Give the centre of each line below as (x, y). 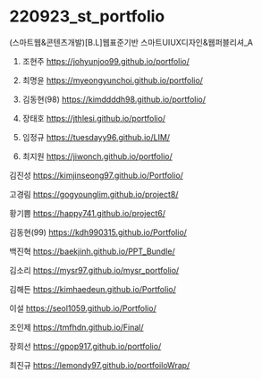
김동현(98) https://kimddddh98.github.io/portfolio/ (114, 99)
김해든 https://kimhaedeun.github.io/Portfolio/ (93, 289)
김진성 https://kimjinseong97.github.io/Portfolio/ (96, 175)
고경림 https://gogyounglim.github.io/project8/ (94, 194)
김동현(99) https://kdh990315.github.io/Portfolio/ (98, 232)
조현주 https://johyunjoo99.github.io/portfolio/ (106, 61)
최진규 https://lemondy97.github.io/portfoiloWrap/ (100, 365)
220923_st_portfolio (87, 17)
